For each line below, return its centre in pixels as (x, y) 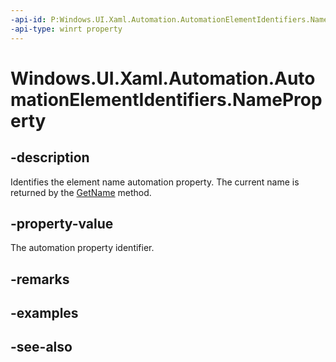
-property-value (62, 223)
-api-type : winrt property (66, 29)
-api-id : (28, 19)
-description (50, 157)
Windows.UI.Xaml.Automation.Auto (163, 78)
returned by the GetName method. (81, 192)
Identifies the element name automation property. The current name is (155, 182)
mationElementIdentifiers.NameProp (166, 99)
